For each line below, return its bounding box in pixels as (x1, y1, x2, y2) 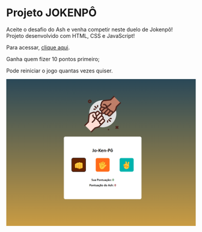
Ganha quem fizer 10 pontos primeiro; (6, 55, 100, 62)
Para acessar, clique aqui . (6, 44, 70, 51)
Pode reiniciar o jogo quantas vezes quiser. (6, 67, 113, 74)
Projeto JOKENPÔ (6, 6, 97, 20)
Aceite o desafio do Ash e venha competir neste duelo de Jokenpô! (6, 26, 173, 33)
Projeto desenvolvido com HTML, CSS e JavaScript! (6, 32, 135, 39)
